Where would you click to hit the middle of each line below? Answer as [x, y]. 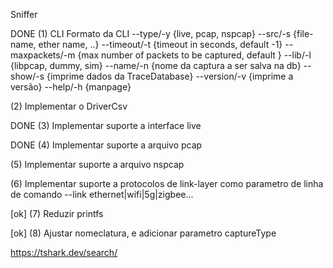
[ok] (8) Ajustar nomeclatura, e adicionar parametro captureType [143, 233]
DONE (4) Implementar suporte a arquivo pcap [106, 145]
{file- [303, 33]
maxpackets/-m [43, 55]
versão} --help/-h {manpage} [71, 87]
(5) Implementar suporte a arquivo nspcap [97, 164]
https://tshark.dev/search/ [64, 252]
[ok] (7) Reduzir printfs [57, 213]
